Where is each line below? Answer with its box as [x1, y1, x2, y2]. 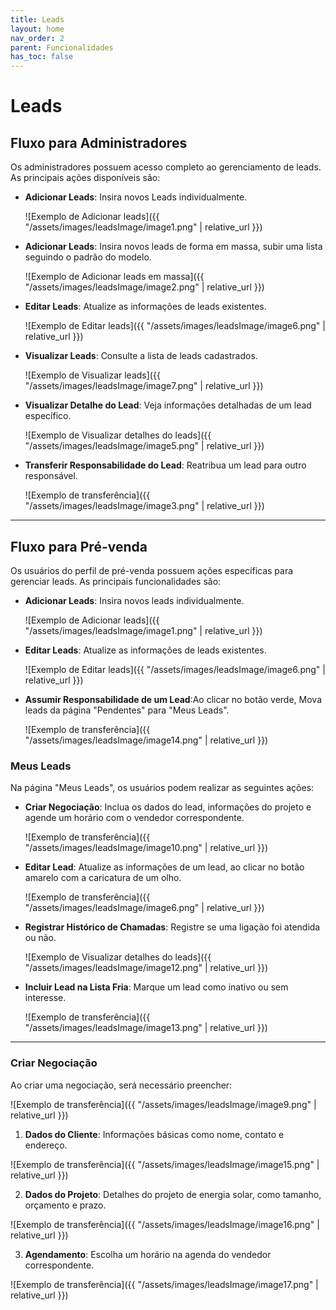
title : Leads [10, 14, 65, 25]
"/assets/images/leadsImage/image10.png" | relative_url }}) [24, 842, 269, 854]
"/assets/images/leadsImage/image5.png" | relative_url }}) [24, 440, 265, 452]
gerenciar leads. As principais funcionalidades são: [10, 575, 222, 587]
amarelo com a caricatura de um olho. [24, 872, 182, 884]
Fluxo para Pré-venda [10, 538, 148, 555]
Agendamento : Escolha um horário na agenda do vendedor [24, 1248, 272, 1260]
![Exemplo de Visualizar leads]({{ [24, 369, 161, 381]
